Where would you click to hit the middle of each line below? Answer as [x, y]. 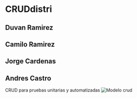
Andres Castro [28, 78]
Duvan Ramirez [29, 28]
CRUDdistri [29, 9]
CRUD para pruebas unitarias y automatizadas [53, 90]
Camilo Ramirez [30, 44]
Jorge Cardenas [31, 61]
